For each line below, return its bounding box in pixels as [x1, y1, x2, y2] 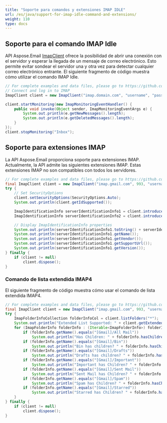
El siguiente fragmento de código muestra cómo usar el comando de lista [5, 287, 156, 293]
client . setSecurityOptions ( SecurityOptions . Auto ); [14, 195, 121, 201]
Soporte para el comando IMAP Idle [5, 39, 117, 48]
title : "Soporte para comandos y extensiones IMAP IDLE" [5, 7, 126, 12]
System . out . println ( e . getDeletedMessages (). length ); [23, 115, 135, 121]
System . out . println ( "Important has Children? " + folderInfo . [31, 362, 164, 367]
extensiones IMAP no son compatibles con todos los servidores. [5, 167, 137, 173]
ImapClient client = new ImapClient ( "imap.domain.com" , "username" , [5, 93, 150, 98]
